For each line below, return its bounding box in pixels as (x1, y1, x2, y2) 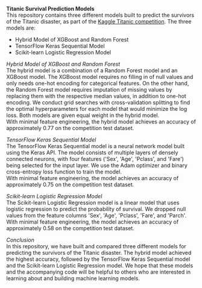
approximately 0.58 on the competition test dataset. (6, 225, 134, 231)
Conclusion (6, 236, 35, 243)
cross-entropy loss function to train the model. (6, 168, 122, 175)
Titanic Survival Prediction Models (6, 5, 95, 12)
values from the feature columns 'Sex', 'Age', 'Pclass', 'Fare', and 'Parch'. (6, 212, 187, 219)
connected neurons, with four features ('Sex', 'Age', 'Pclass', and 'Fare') (6, 155, 184, 162)
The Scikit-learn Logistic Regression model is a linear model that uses (6, 199, 180, 206)
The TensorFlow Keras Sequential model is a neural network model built (6, 143, 185, 149)
